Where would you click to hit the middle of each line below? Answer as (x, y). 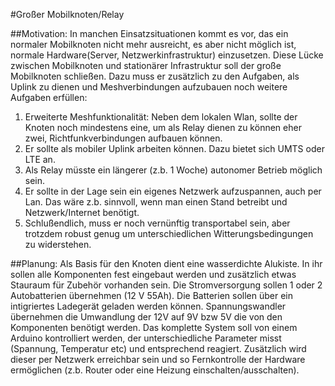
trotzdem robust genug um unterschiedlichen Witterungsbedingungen (169, 233)
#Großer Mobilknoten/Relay (67, 14)
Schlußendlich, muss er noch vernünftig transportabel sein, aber (157, 223)
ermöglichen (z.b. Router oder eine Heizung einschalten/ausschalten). (155, 370)
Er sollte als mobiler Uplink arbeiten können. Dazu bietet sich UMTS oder (174, 148)
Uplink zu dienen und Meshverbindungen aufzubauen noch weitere (149, 87)
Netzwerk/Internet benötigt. (82, 212)
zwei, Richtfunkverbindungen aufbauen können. (123, 138)
